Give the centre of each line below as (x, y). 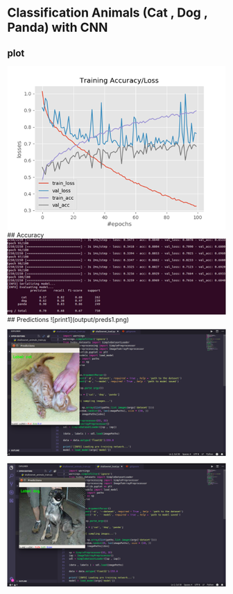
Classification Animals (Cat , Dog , (107, 13)
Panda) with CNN (58, 27)
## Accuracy (26, 235)
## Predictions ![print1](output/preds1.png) (68, 320)
